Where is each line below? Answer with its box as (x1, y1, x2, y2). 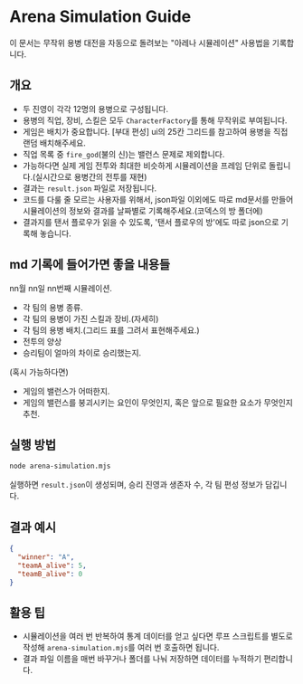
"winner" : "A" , (17, 552, 75, 562)
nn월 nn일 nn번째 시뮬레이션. (9, 282, 113, 293)
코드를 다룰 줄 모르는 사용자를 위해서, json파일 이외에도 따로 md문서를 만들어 (22, 194, 294, 204)
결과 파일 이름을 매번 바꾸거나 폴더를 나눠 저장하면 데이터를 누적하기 (22, 653, 262, 664)
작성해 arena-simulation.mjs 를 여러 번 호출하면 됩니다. (22, 642, 220, 653)
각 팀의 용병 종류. (22, 301, 83, 313)
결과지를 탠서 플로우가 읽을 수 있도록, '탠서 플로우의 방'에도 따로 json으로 (22, 216, 279, 227)
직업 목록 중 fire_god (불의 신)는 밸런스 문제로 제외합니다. (22, 148, 225, 159)
